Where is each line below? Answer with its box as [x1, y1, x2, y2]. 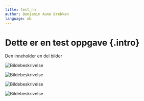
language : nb [5, 16, 32, 21]
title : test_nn [5, 7, 36, 12]
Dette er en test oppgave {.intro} [5, 37, 140, 48]
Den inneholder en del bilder [5, 53, 63, 59]
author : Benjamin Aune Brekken [5, 12, 69, 17]
